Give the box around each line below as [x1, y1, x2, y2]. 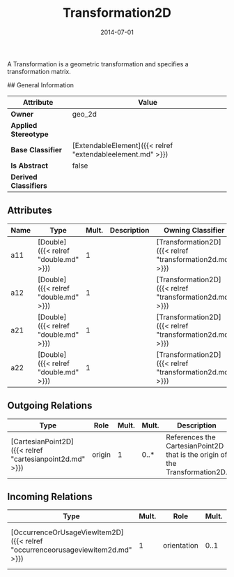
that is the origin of [166, 449, 228, 459]
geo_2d [72, 109, 97, 119]
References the [166, 432, 216, 441]
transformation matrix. [7, 67, 71, 75]
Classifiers [10, 180, 47, 190]
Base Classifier [10, 145, 63, 154]
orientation [162, 541, 198, 550]
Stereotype [10, 129, 49, 139]
